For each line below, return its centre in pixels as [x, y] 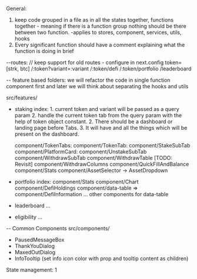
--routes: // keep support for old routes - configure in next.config [85, 62]
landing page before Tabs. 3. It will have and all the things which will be [101, 128]
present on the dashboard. [47, 134]
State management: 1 [31, 270]
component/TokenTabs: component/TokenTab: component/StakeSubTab [102, 145]
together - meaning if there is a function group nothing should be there [101, 26]
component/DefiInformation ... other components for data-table [91, 194]
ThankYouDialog [34, 246]
